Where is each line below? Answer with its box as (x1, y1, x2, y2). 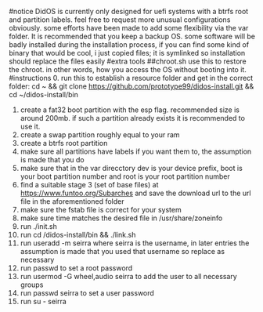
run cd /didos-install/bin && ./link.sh (20, 230, 136, 239)
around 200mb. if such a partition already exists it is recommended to (20, 114, 246, 122)
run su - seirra (20, 297, 67, 306)
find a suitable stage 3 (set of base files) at (20, 180, 159, 189)
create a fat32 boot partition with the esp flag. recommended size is (20, 105, 240, 114)
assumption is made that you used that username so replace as (20, 247, 225, 256)
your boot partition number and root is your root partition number (20, 172, 230, 181)
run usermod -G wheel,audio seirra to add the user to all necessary (20, 272, 237, 281)
